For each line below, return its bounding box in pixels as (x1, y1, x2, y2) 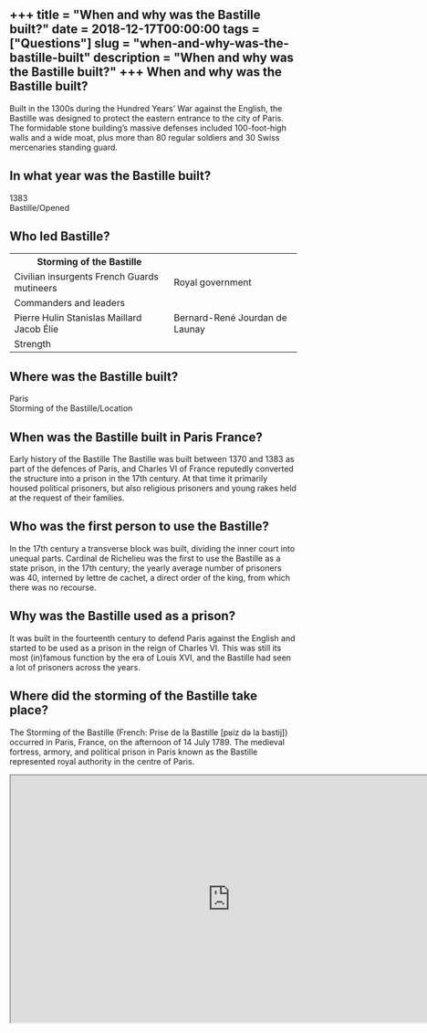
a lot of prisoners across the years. (9, 661, 141, 672)
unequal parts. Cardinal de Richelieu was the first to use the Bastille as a (9, 553, 281, 564)
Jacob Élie (14, 323, 59, 336)
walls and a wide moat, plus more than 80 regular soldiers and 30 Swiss (9, 132, 280, 142)
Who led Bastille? (9, 228, 110, 245)
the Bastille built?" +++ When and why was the (9, 64, 283, 80)
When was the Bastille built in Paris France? (9, 429, 263, 445)
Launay (172, 323, 205, 336)
